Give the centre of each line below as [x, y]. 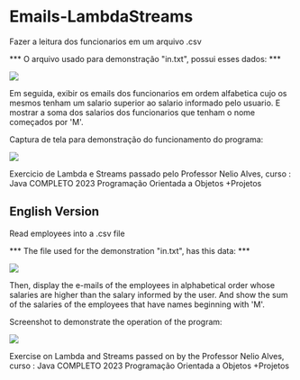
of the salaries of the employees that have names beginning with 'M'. [137, 304]
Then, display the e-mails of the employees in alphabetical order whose [142, 285]
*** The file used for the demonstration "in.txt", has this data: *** [130, 250]
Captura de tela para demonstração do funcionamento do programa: [136, 139]
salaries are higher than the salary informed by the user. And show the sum [149, 294]
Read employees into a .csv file [67, 233]
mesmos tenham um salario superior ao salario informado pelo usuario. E [145, 103]
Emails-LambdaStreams [101, 17]
